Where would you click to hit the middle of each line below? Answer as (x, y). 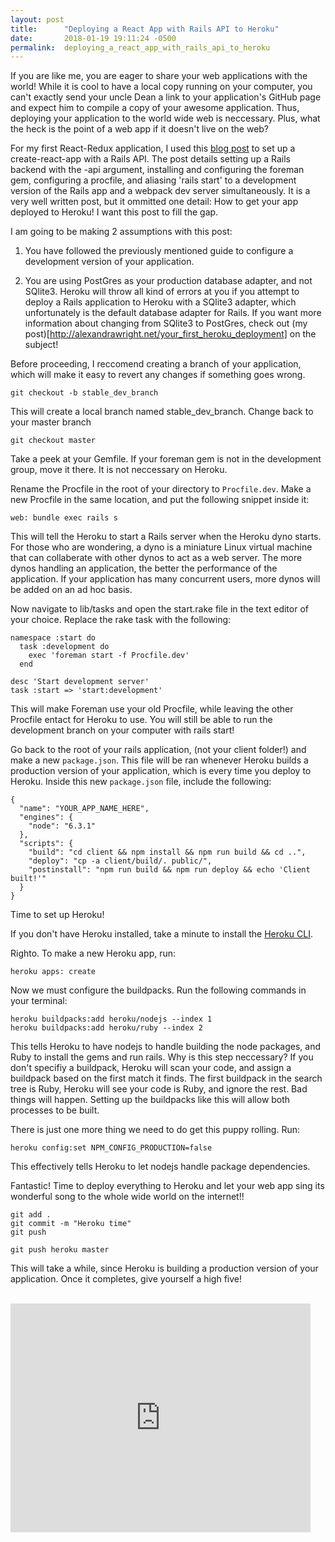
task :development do (64, 647)
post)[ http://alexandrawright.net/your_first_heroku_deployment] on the (170, 334)
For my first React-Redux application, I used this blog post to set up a (153, 148)
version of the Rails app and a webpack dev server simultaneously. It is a (160, 191)
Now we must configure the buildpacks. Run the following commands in (158, 990)
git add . (31, 1215)
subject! (41, 345)
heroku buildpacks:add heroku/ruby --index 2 (106, 1028)
